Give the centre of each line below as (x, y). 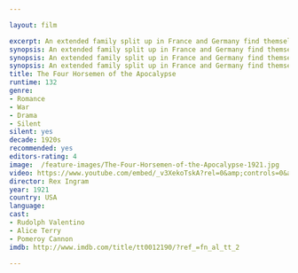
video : (21, 173)
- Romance (27, 98)
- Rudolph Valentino (47, 222)
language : (27, 206)
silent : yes (31, 132)
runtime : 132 (33, 82)
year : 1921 (29, 190)
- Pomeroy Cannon (41, 239)
